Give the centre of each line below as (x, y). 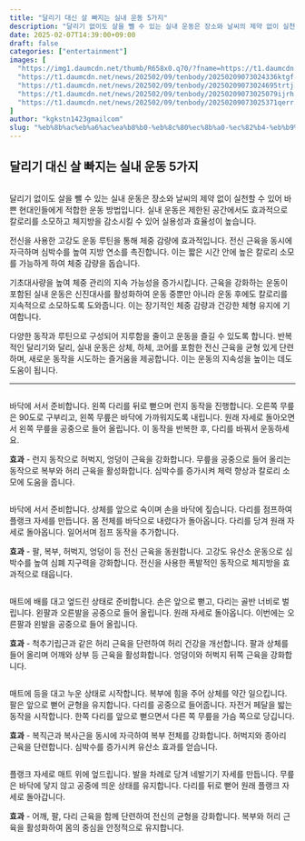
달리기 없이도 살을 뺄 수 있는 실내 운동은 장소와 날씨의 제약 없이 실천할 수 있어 (146, 198)
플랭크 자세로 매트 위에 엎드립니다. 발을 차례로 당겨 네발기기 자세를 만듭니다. (144, 774)
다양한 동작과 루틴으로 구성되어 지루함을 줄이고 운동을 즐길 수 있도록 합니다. (143, 335)
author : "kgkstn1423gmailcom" (67, 119)
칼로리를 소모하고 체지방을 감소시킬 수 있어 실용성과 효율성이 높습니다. (133, 221)
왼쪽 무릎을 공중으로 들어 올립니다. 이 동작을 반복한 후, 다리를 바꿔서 (138, 428)
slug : (20, 128)
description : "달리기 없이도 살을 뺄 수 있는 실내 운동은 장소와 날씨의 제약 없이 (144, 26)
